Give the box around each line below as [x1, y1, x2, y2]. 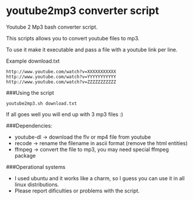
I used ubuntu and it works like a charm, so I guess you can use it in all [14, 174, 185, 182]
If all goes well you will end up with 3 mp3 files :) [6, 111, 123, 118]
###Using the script [6, 89, 54, 96]
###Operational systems [6, 163, 66, 170]
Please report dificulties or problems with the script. [14, 187, 140, 194]
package [14, 152, 36, 159]
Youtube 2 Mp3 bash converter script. [6, 23, 98, 30]
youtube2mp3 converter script [6, 4, 159, 18]
